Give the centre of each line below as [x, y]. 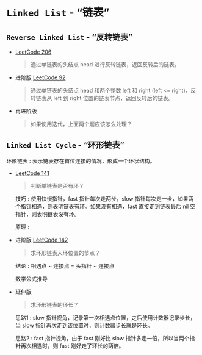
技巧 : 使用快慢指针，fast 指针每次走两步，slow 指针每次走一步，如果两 [104, 198]
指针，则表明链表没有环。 [47, 213]
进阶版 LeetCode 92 [40, 77]
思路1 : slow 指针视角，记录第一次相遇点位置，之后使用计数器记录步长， [105, 317]
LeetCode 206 [33, 52]
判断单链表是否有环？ [57, 185]
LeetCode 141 [32, 173]
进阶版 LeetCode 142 [41, 240]
